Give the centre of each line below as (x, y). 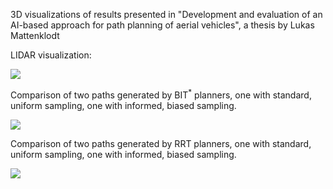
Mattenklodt (35, 35)
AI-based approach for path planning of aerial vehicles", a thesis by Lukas (162, 25)
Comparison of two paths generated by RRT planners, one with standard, (161, 143)
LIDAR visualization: (51, 55)
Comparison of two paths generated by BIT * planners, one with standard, (161, 94)
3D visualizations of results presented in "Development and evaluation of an (166, 14)
